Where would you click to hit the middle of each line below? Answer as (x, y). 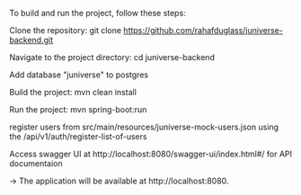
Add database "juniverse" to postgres (79, 75)
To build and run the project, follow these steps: (97, 13)
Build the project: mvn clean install (73, 92)
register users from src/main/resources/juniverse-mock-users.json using (144, 127)
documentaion (36, 164)
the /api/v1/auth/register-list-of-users (78, 137)
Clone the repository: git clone (66, 30)
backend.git (31, 40)
